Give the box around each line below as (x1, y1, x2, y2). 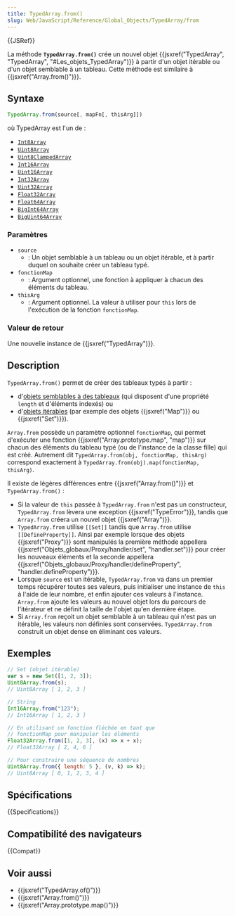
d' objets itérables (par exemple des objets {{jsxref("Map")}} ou (17, 407, 200, 415)
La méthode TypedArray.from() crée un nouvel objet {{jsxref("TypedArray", (7, 50, 224, 58)
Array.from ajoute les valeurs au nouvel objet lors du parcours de (17, 597, 206, 606)
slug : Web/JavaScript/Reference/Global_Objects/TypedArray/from (7, 17, 199, 24)
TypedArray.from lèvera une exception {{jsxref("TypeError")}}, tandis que (17, 507, 229, 516)
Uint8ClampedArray (17, 154, 72, 161)
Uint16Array (17, 169, 53, 176)
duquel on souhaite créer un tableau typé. (27, 261, 149, 269)
